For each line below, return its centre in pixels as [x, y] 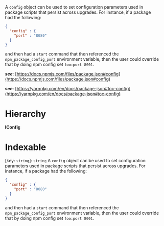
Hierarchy [26, 113]
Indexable [26, 147]
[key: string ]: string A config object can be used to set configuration [75, 161]
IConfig [13, 127]
